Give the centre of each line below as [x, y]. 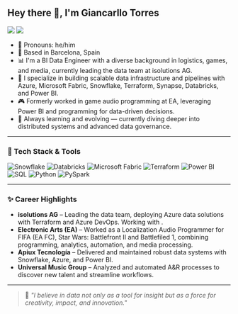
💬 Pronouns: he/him [46, 45]
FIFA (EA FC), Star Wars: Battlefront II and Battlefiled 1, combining [113, 237]
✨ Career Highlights [42, 199]
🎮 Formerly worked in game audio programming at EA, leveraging [114, 101]
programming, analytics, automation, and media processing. [105, 245]
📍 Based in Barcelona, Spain [59, 52]
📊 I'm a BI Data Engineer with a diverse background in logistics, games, [123, 60]
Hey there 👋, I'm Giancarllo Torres [83, 13]
